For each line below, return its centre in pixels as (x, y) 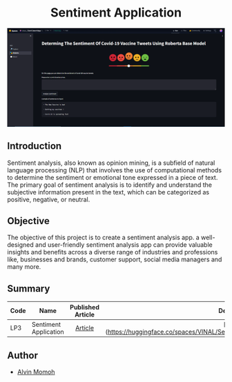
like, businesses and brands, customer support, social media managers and (115, 259)
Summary (29, 289)
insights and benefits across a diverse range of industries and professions (113, 252)
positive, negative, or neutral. (49, 199)
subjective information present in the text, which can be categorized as (108, 192)
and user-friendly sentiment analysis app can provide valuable (124, 245)
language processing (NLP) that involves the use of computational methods (115, 170)
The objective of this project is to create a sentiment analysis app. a (104, 238)
